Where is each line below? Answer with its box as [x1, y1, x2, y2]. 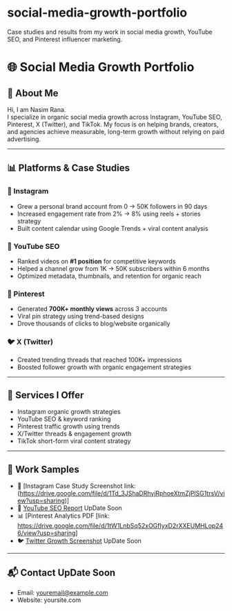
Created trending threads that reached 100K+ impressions [17, 355, 182, 364]
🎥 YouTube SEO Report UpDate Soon [17, 504, 122, 512]
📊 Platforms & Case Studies [7, 162, 130, 174]
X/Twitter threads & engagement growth [17, 430, 132, 438]
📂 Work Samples [7, 463, 79, 475]
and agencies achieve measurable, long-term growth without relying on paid [7, 127, 224, 135]
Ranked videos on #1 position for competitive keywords [17, 257, 176, 265]
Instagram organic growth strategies [17, 408, 121, 416]
